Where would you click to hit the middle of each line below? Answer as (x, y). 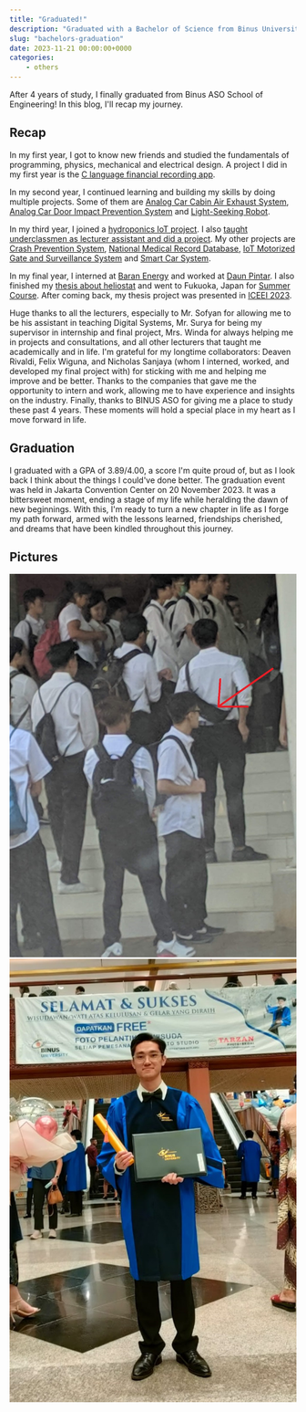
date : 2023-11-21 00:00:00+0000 (71, 48)
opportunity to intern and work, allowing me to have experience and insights (153, 390)
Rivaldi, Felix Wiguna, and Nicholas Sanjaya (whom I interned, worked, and (149, 361)
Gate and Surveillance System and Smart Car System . (110, 258)
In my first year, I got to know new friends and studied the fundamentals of (149, 154)
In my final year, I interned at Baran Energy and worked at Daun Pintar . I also (152, 276)
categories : (32, 58)
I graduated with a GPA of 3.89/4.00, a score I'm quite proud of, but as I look (153, 470)
